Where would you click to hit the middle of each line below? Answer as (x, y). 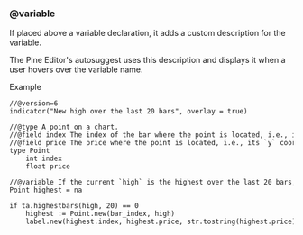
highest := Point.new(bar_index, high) (101, 214)
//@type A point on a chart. (64, 127)
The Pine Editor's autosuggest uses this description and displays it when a (147, 60)
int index (44, 159)
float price (48, 167)
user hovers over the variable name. (76, 69)
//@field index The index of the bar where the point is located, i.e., (149, 135)
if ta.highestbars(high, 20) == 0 (74, 206)
